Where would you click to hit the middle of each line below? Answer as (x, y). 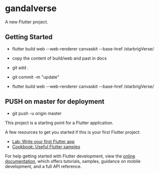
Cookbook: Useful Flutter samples (46, 146)
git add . (20, 67)
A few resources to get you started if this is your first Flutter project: (73, 132)
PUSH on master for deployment (55, 102)
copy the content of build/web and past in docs (59, 58)
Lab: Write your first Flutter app (43, 142)
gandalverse (31, 8)
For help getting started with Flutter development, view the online (70, 156)
